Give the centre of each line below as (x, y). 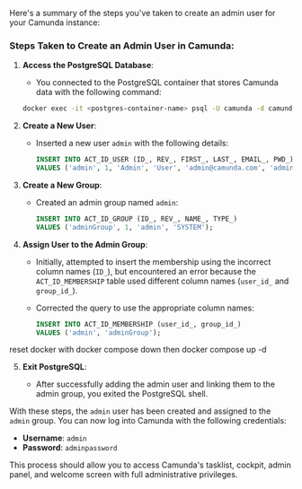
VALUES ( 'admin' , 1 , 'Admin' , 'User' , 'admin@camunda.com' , (151, 168)
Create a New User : (59, 126)
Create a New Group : (62, 185)
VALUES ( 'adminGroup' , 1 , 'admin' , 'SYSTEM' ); (124, 227)
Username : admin (54, 438)
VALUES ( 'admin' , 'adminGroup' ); (98, 332)
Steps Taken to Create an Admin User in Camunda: (122, 46)
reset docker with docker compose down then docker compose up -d (138, 350)
